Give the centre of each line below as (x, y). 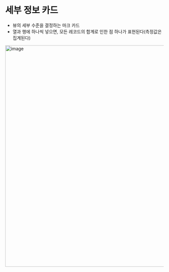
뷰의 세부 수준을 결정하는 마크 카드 (46, 25)
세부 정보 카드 (32, 10)
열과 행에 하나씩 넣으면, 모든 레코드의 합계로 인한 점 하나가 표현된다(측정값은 (87, 31)
